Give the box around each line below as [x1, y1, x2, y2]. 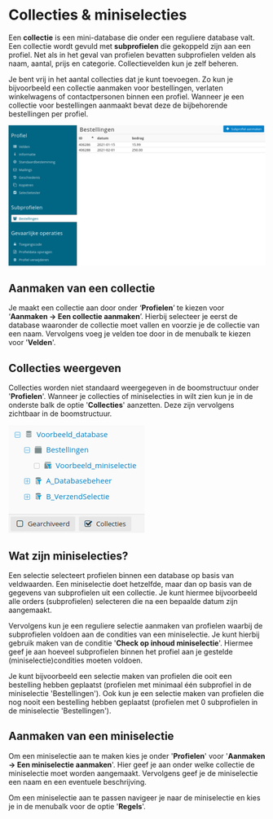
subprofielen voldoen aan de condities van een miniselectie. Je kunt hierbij [8, 629, 260, 639]
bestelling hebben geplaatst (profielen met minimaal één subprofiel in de [8, 680, 252, 690]
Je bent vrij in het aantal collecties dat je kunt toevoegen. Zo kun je [8, 74, 234, 84]
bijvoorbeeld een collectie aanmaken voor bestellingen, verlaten [8, 83, 223, 93]
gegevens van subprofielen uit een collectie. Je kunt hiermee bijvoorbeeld [8, 588, 258, 598]
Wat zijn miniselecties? [8, 549, 129, 563]
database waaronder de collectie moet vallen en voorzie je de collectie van [8, 320, 260, 331]
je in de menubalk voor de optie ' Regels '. [8, 801, 147, 811]
